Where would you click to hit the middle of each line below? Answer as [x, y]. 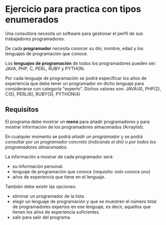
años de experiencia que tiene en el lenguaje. [59, 177]
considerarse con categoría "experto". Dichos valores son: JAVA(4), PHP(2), [83, 88]
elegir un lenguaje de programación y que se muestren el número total [84, 201]
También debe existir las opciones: [41, 186]
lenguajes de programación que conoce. [47, 54]
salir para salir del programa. [41, 217]
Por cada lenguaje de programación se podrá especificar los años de [76, 78]
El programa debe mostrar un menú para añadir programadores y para [78, 121]
